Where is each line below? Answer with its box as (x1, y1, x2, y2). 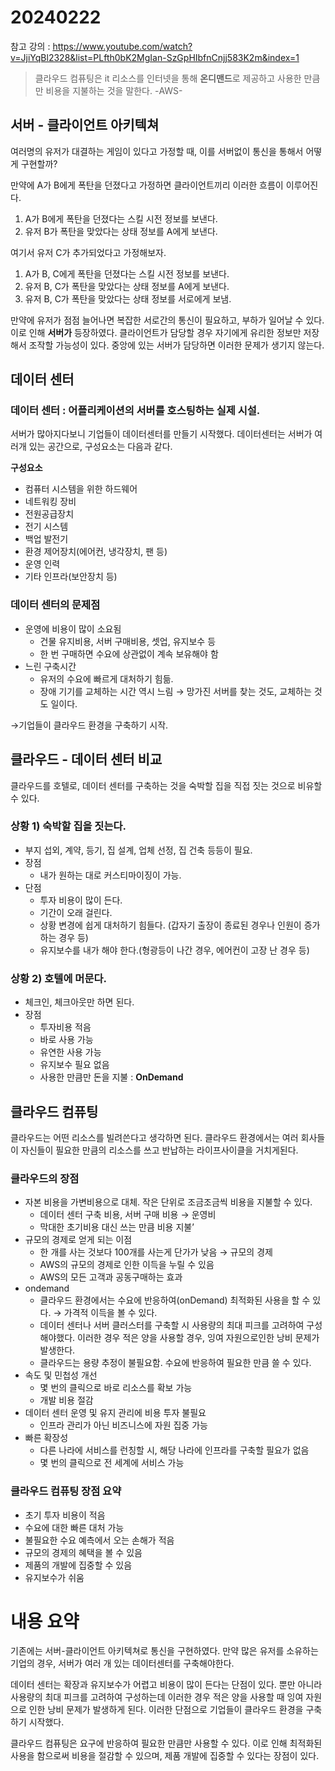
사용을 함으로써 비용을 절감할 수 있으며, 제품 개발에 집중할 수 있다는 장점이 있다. (10, 1750, 320, 1762)
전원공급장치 (24, 508, 75, 520)
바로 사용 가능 (39, 1034, 94, 1046)
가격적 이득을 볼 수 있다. (63, 1307, 158, 1319)
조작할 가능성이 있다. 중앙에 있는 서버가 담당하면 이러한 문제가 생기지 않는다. (28, 339, 325, 351)
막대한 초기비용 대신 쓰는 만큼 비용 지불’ (39, 1221, 195, 1233)
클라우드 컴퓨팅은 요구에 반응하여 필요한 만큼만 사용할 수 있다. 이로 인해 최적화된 (10, 1737, 323, 1750)
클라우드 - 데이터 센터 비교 (10, 751, 163, 768)
